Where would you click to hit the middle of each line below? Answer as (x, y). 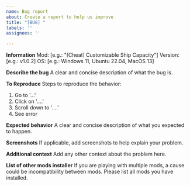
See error (26, 114)
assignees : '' (23, 33)
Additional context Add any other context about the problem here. (86, 154)
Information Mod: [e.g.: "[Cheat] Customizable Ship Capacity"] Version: (93, 55)
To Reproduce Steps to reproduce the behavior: (64, 84)
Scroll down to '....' (37, 108)
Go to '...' (25, 95)
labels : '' (19, 28)
